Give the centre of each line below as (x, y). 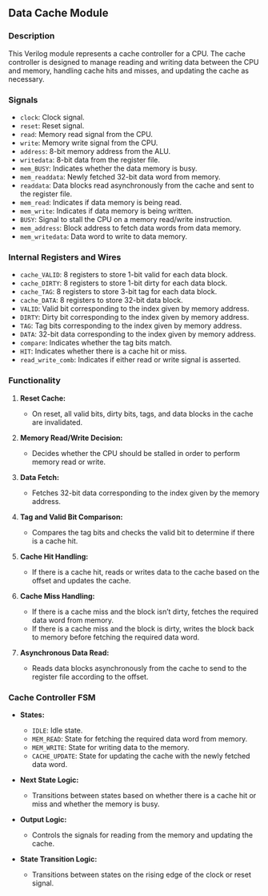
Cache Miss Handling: (57, 595)
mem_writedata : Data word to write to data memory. (104, 236)
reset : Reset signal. (52, 125)
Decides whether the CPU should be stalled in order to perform (136, 453)
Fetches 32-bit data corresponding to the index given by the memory (146, 493)
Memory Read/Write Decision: (71, 438)
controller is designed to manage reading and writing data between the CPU (134, 62)
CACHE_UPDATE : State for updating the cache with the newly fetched (141, 756)
